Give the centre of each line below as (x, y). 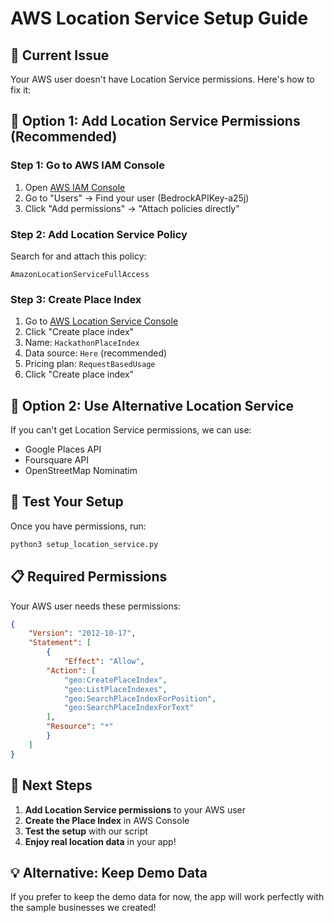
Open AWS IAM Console (75, 187)
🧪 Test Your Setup (67, 502)
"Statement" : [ (60, 643)
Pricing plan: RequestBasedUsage (90, 364)
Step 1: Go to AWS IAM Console (87, 165)
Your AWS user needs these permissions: (96, 606)
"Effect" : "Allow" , (104, 662)
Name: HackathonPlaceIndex (82, 343)
